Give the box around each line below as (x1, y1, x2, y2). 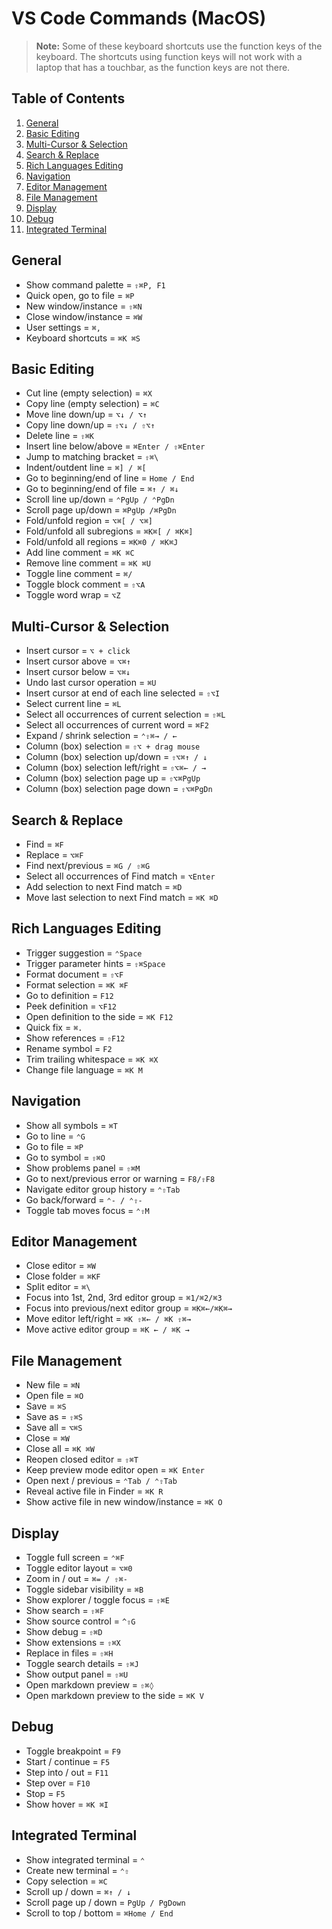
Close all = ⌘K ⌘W (25, 1443, 95, 1455)
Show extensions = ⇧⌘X (25, 1637, 121, 1649)
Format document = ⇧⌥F (25, 968, 124, 980)
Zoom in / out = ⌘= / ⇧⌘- (25, 1573, 128, 1585)
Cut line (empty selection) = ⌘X (25, 387, 153, 399)
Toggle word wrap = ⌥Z (25, 589, 121, 601)
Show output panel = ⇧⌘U (25, 1668, 129, 1681)
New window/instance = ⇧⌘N (25, 300, 143, 312)
